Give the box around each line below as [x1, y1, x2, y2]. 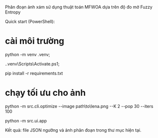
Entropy [5, 9, 21, 15]
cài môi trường [5, 36, 64, 46]
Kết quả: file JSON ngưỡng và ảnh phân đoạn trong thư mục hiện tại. [5, 127, 142, 133]
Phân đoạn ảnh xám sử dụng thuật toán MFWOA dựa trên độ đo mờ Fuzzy [5, 4, 153, 10]
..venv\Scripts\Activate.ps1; [5, 61, 60, 67]
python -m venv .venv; [5, 51, 50, 57]
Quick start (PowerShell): [5, 19, 55, 24]
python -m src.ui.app [5, 118, 47, 123]
